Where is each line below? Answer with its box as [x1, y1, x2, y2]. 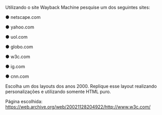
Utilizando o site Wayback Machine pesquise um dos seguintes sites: [5, 5, 150, 10]
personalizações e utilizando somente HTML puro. [5, 89, 111, 95]
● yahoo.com [5, 24, 35, 30]
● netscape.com [5, 14, 41, 20]
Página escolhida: [5, 99, 43, 104]
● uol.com [5, 34, 28, 40]
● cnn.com [5, 73, 29, 79]
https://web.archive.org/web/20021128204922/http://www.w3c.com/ [5, 104, 151, 110]
